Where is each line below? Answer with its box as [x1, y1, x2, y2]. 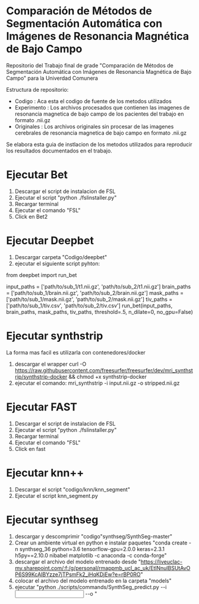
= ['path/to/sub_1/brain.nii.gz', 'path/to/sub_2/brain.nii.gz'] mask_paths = [6, 289, 184, 296]
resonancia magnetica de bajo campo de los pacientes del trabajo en [14, 110, 184, 117]
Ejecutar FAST [6, 400, 78, 413]
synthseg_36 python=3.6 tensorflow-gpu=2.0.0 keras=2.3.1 [20, 545, 165, 552]
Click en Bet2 [14, 213, 48, 220]
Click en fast [14, 445, 46, 452]
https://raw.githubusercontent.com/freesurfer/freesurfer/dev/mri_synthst [14, 366, 193, 373]
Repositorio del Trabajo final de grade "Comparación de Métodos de [6, 61, 173, 69]
